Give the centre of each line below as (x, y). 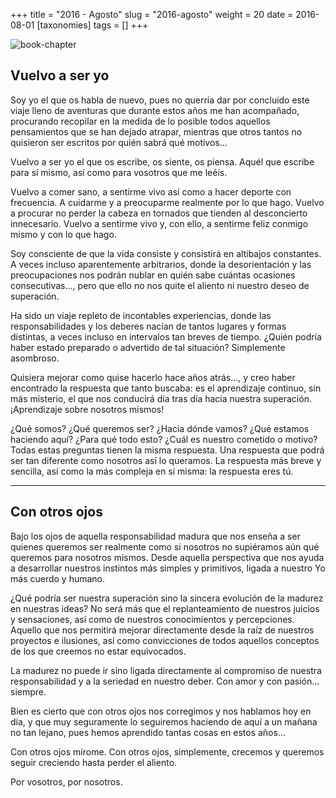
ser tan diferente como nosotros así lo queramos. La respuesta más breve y (166, 460)
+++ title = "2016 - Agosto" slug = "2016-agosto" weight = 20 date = (152, 14)
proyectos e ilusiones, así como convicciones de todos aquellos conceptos (165, 640)
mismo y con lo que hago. (63, 234)
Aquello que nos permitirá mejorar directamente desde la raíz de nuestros (162, 630)
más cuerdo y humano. (58, 578)
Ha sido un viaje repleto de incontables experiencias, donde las (141, 315)
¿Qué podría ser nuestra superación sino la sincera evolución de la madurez (167, 598)
